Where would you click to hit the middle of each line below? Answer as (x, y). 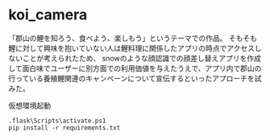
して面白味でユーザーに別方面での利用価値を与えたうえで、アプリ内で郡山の (135, 68)
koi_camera (48, 15)
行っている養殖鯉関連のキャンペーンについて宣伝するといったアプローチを (132, 78)
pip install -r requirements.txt (64, 128)
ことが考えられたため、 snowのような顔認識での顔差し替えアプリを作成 (142, 58)
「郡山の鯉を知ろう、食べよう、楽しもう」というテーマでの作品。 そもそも (133, 38)
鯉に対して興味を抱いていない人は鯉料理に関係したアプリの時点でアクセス (132, 48)
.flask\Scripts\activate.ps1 (57, 121)
